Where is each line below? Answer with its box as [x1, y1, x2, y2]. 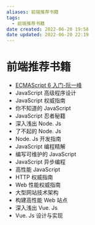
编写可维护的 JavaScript [15, 151, 77, 158]
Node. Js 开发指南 [15, 135, 61, 143]
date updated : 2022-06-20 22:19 [6, 32, 89, 38]
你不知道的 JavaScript [15, 105, 71, 112]
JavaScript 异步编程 [15, 158, 66, 166]
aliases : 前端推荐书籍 [6, 9, 59, 15]
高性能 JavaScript [15, 166, 60, 174]
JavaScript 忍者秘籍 [15, 112, 66, 120]
